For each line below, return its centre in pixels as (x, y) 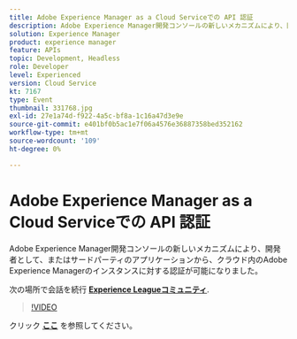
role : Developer (39, 67)
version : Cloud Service (53, 83)
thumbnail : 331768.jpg (51, 108)
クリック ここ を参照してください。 (73, 325)
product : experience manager (63, 42)
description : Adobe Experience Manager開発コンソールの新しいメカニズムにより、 (148, 26)
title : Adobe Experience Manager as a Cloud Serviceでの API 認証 (131, 17)
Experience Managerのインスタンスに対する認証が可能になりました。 (136, 270)
